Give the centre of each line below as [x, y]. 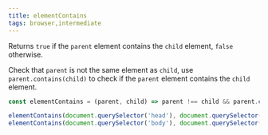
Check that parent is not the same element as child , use [101, 69]
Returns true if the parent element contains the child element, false [121, 46]
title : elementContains [48, 16]
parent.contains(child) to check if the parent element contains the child [129, 78]
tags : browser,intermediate [55, 23]
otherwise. [26, 54]
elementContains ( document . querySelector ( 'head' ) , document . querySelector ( [135, 116]
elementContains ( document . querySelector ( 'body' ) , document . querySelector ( [135, 123]
